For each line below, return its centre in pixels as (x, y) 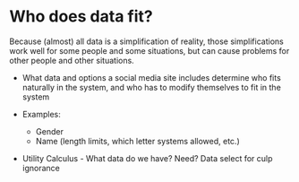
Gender (50, 131)
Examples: (41, 114)
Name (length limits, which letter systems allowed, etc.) (137, 141)
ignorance (41, 168)
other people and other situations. (72, 60)
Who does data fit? (81, 17)
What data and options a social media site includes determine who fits (152, 77)
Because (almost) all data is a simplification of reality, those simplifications (146, 41)
